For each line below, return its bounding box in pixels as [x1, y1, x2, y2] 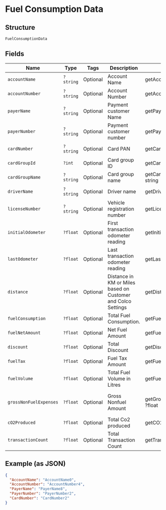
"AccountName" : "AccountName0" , [9, 477, 77, 482]
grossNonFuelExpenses [7, 399, 58, 405]
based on [107, 285, 129, 292]
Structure [5, 23, 36, 32]
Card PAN [107, 145, 130, 152]
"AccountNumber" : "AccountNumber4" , [9, 482, 85, 487]
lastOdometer [7, 256, 39, 262]
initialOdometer [7, 229, 46, 235]
